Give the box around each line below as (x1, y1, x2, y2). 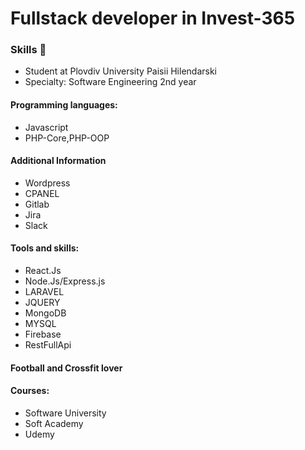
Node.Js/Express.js (24, 275, 106, 287)
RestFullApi (24, 339, 72, 351)
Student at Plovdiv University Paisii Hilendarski (24, 65, 217, 77)
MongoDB (24, 307, 67, 319)
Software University (24, 407, 107, 419)
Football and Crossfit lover (10, 362, 123, 374)
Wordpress (24, 177, 71, 189)
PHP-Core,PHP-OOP (24, 132, 110, 144)
